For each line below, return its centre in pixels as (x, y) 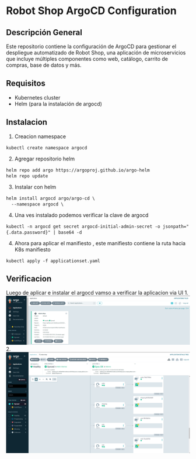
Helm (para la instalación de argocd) (58, 104)
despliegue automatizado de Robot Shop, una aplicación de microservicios (96, 53)
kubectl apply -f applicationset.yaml (53, 261)
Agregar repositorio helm (44, 159)
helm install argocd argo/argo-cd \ (50, 198)
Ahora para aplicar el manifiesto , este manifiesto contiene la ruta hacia (100, 243)
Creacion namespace (40, 136)
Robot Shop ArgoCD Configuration (91, 11)
